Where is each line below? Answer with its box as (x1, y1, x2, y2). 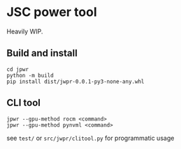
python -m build (6, 72, 54, 79)
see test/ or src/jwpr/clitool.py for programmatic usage (6, 134, 175, 142)
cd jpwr (6, 65, 29, 73)
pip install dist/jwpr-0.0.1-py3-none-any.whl (6, 78, 145, 85)
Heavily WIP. (6, 27, 43, 36)
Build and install (6, 47, 78, 59)
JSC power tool (6, 4, 97, 20)
